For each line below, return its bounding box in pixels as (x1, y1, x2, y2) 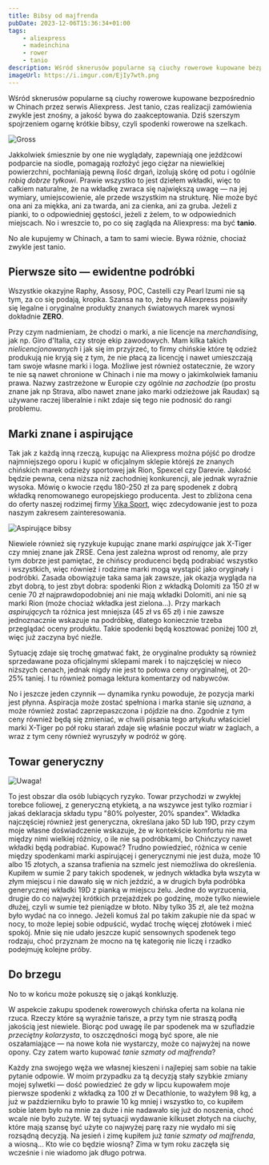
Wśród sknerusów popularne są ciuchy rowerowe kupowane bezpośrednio (8, 93, 255, 102)
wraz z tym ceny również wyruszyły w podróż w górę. (8, 732, 187, 741)
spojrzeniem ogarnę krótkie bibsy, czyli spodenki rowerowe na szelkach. (8, 119, 248, 128)
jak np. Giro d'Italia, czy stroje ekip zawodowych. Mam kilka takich (8, 335, 227, 345)
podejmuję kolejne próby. (8, 945, 92, 954)
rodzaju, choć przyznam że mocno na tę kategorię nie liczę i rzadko (8, 936, 232, 946)
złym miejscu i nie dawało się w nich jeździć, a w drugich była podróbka (8, 877, 246, 886)
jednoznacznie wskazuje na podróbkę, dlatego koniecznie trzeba (8, 616, 223, 625)
